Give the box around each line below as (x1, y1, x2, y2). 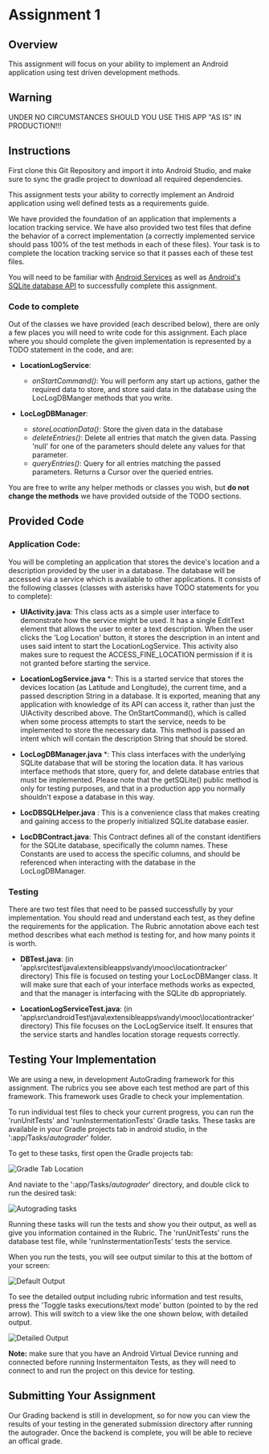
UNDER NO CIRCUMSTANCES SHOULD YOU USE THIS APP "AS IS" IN (8, 112, 242, 122)
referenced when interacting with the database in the (19, 857, 196, 867)
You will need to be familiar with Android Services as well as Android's (8, 272, 241, 282)
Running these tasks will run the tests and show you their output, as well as (8, 1219, 257, 1229)
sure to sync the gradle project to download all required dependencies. (8, 174, 243, 184)
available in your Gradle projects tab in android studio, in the (8, 1124, 207, 1134)
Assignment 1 (8, 6, 101, 24)
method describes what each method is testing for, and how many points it (8, 930, 255, 940)
